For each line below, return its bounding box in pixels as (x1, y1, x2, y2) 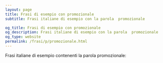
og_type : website (5, 34, 41, 39)
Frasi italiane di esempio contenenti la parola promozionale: (5, 52, 126, 58)
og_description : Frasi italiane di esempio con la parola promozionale (5, 30, 159, 35)
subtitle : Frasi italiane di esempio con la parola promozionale (5, 16, 145, 21)
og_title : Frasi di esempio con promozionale (5, 25, 101, 30)
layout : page (5, 7, 32, 12)
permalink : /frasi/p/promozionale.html (5, 39, 88, 44)
